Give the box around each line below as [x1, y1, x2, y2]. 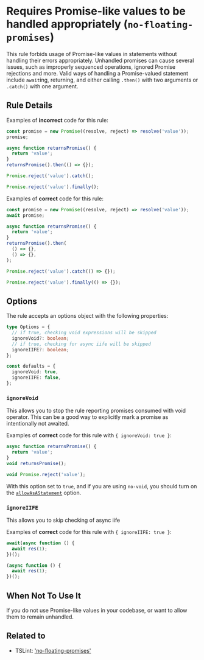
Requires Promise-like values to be [6, 4, 186, 18]
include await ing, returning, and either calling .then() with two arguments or [6, 76, 199, 83]
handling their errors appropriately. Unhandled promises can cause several [6, 57, 194, 64]
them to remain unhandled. [6, 613, 74, 620]
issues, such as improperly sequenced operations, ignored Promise [6, 63, 175, 71]
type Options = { [6, 324, 51, 330]
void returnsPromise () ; [6, 460, 67, 466]
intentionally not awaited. [6, 420, 69, 427]
